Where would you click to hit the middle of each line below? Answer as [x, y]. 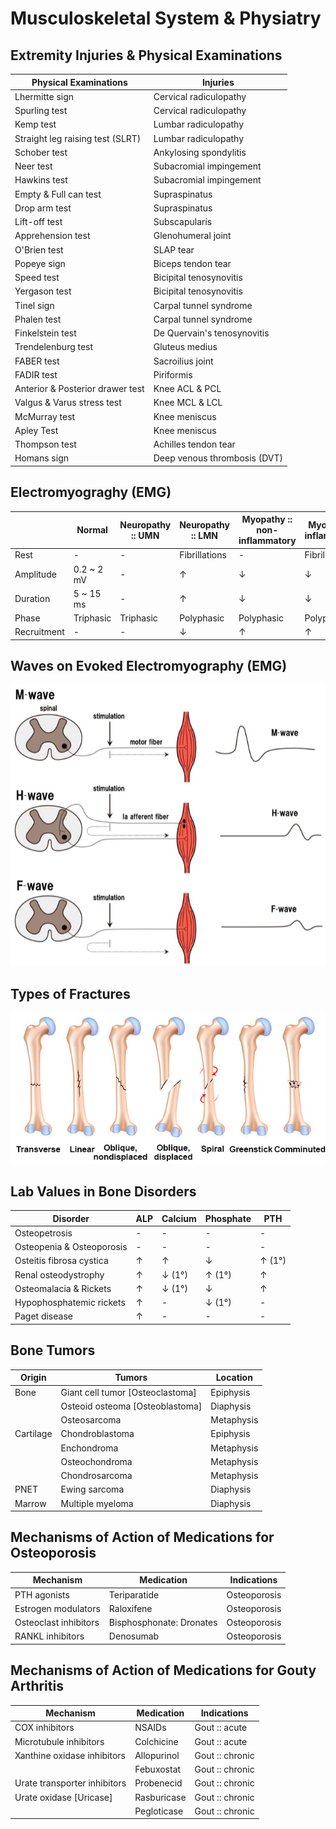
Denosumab [134, 1636]
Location [234, 1378]
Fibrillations [203, 555]
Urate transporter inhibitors [70, 1783]
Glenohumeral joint [192, 236]
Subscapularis [183, 221]
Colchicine [156, 1741]
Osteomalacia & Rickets [63, 1288]
